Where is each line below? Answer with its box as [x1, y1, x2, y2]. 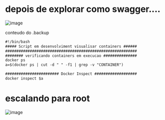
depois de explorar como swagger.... [5, 3, 161, 15]
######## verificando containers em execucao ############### [5, 53, 137, 58]
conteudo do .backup [5, 29, 49, 35]
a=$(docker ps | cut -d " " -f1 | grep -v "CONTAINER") [5, 62, 124, 68]
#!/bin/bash [5, 39, 30, 44]
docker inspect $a [5, 76, 43, 81]
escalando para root [5, 93, 90, 104]
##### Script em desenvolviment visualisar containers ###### [5, 44, 137, 49]
